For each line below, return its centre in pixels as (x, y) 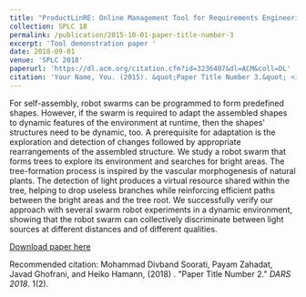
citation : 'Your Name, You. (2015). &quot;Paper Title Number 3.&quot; (148, 77)
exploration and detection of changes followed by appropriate (125, 141)
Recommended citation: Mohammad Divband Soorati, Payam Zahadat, (141, 264)
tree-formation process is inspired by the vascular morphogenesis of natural (153, 170)
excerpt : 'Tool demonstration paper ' (83, 43)
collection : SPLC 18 (49, 26)
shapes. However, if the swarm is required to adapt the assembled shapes (148, 113)
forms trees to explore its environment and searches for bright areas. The (147, 161)
